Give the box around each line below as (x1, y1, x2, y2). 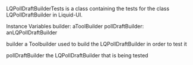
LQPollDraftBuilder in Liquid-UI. (6, 11, 83, 18)
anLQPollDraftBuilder (6, 29, 58, 36)
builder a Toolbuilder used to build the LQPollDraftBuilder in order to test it (6, 41, 187, 47)
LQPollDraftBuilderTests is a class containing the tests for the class (6, 5, 170, 12)
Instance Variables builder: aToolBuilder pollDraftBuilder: (6, 23, 144, 30)
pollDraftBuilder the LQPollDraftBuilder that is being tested (6, 52, 148, 58)
